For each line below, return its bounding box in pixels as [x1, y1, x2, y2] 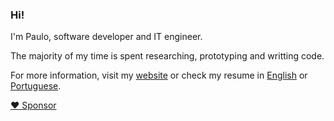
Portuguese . [10, 80, 62, 92]
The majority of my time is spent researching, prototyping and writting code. [10, 50, 325, 62]
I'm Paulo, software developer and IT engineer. [10, 31, 203, 43]
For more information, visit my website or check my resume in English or [10, 69, 308, 82]
